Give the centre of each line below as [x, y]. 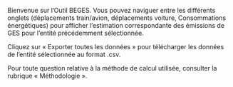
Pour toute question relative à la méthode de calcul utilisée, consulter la [112, 68]
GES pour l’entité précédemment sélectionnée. [76, 33]
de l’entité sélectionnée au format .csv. [64, 54]
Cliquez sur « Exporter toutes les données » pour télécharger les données [116, 47]
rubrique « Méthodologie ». [47, 76]
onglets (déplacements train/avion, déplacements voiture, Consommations [117, 18]
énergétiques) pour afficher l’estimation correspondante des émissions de [116, 25]
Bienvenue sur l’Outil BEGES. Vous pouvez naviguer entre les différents [112, 10]
